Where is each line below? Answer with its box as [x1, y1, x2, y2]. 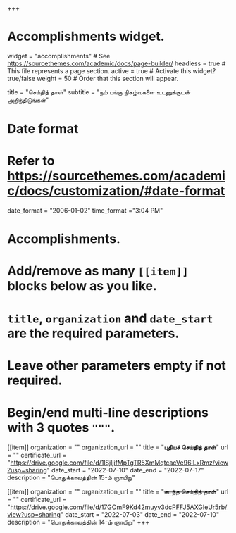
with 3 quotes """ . [7, 420, 116, 435]
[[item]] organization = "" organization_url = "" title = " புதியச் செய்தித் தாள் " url [7, 443, 229, 451]
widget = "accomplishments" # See [7, 51, 111, 60]
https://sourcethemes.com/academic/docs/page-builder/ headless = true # [7, 59, 226, 68]
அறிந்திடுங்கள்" [7, 96, 49, 104]
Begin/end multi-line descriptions [7, 405, 209, 420]
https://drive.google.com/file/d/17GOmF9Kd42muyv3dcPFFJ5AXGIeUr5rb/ [10, 503, 228, 511]
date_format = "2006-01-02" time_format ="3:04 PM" [7, 206, 163, 215]
